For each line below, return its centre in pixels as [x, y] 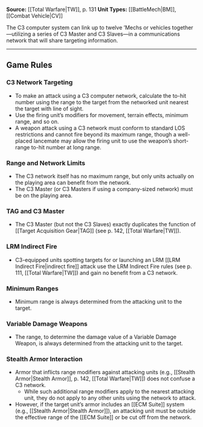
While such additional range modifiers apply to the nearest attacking [109, 392]
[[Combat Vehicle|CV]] [35, 16]
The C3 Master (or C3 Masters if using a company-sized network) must [104, 189]
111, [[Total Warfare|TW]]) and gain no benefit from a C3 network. [96, 272]
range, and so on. [37, 121]
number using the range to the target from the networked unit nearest [102, 102]
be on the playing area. [43, 195]
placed [24, 141]
